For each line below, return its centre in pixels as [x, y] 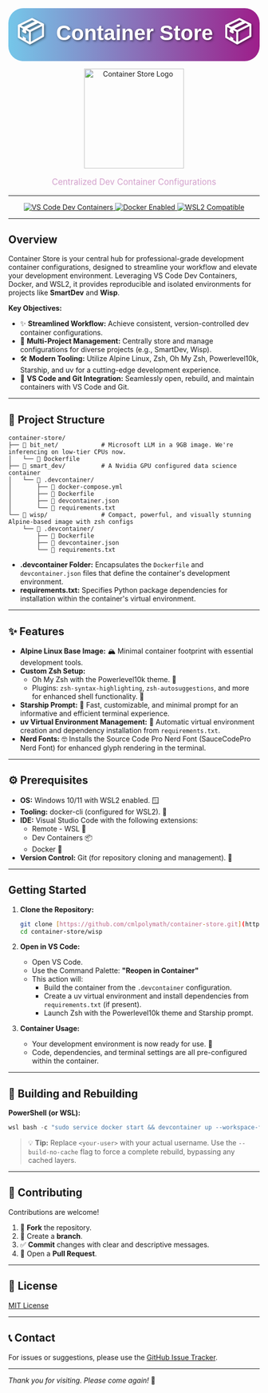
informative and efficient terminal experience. [95, 713]
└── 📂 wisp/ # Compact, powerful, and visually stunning [130, 515]
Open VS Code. [57, 962]
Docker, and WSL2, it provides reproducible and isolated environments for [130, 284]
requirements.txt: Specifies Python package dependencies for [124, 590]
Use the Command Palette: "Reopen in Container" [115, 970]
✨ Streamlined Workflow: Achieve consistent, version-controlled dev [134, 323]
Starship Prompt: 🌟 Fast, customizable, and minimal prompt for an [129, 705]
